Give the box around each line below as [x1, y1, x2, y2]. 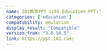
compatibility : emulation [6, 19, 69, 25]
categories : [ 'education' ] [6, 14, 72, 20]
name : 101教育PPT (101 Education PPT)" [6, 8, 102, 15]
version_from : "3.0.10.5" [6, 30, 69, 36]
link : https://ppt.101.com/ [6, 36, 75, 42]
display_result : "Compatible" [6, 25, 80, 31]
